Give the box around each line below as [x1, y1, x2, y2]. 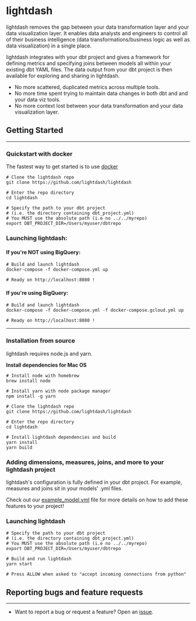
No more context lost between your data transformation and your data [14, 102, 183, 109]
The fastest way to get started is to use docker [6, 163, 118, 170]
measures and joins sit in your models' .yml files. [6, 484, 123, 492]
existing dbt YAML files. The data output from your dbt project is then [6, 66, 173, 73]
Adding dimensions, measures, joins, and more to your [6, 458, 164, 466]
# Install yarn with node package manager [6, 388, 111, 394]
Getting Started [6, 125, 64, 135]
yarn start [6, 561, 33, 567]
